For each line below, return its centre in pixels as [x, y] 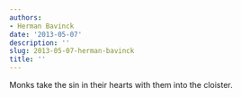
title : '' [28, 59]
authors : [26, 18]
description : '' [40, 43]
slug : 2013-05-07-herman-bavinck [72, 51]
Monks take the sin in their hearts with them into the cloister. [121, 85]
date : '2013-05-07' [46, 34]
